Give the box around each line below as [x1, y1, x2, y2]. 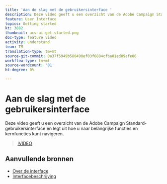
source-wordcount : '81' [5, 63, 55, 68]
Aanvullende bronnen [5, 155, 74, 163]
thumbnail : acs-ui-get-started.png [5, 30, 79, 35]
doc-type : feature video [5, 35, 57, 40]
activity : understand [5, 40, 50, 45]
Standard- [126, 120, 147, 126]
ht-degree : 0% [5, 68, 35, 73]
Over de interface [12, 168, 49, 174]
